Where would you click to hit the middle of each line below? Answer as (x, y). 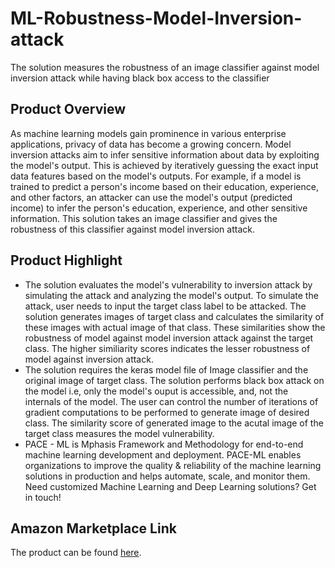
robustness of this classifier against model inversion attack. (132, 229)
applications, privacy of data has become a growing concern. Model (151, 144)
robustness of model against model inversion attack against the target (169, 338)
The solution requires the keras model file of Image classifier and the (166, 369)
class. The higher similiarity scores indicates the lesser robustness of (167, 348)
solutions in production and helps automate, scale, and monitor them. (167, 476)
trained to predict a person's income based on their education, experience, (164, 186)
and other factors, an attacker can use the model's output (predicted (151, 197)
